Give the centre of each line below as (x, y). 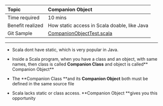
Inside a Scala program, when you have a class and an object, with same (85, 59)
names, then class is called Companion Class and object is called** (80, 64)
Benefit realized (25, 25)
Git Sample (20, 33)
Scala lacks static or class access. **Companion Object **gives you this (85, 93)
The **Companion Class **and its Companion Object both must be (80, 79)
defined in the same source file (43, 84)
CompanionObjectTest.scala (80, 33)
